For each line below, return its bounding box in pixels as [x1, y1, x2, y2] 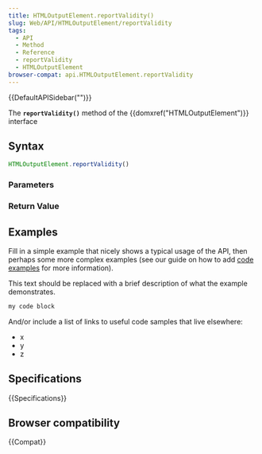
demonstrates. [8, 287, 56, 297]
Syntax [8, 140, 44, 153]
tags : [8, 26, 26, 34]
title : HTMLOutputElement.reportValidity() [8, 11, 155, 20]
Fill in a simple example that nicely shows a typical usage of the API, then [8, 246, 248, 255]
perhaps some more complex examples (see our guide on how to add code [8, 254, 254, 264]
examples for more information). [8, 263, 114, 273]
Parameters [8, 180, 54, 191]
